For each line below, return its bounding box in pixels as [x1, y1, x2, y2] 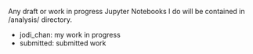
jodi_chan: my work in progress [19, 31, 121, 39]
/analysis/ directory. [8, 15, 73, 24]
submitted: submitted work [19, 38, 107, 48]
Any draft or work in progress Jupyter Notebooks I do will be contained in [8, 7, 245, 16]
